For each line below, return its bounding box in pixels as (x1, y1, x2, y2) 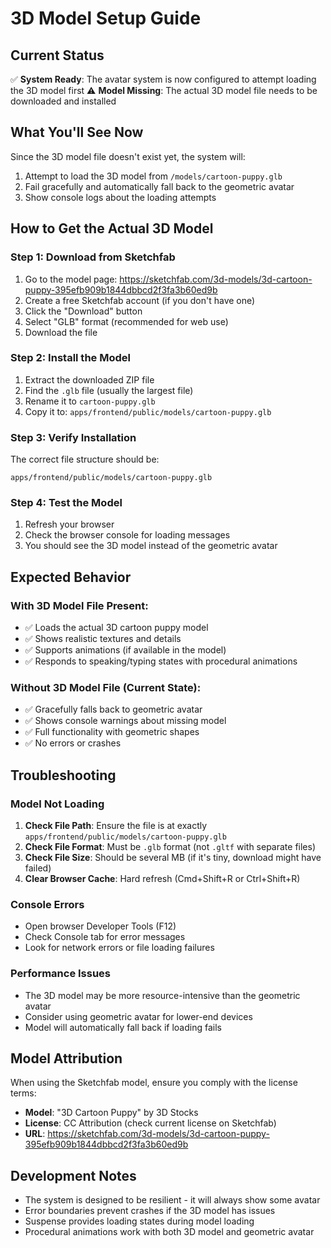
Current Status (10, 47, 105, 64)
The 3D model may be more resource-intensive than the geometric (24, 989, 301, 1001)
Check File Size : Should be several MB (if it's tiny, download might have (24, 852, 322, 864)
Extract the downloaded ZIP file (24, 373, 155, 386)
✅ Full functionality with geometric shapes (24, 726, 200, 738)
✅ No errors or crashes (24, 737, 122, 749)
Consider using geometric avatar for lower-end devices (24, 1010, 253, 1022)
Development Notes (10, 1167, 137, 1184)
